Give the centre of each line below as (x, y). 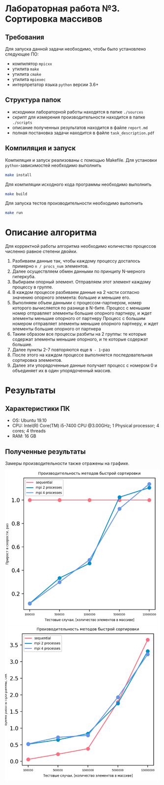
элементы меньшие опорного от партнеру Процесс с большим (79, 319)
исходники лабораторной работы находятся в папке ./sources (78, 112)
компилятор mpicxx (32, 64)
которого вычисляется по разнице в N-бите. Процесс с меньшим (81, 308)
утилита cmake (27, 74)
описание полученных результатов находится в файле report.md (80, 127)
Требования (25, 37)
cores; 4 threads (29, 431)
